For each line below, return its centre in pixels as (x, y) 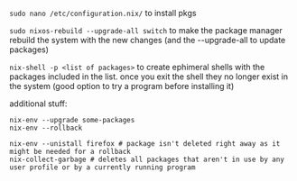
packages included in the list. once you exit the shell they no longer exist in (149, 77)
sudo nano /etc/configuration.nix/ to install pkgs (103, 13)
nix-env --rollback (46, 128)
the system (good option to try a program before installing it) (122, 86)
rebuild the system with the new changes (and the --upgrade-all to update (148, 40)
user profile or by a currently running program (102, 167)
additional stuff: (38, 104)
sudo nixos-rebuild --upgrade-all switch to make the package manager (146, 30)
